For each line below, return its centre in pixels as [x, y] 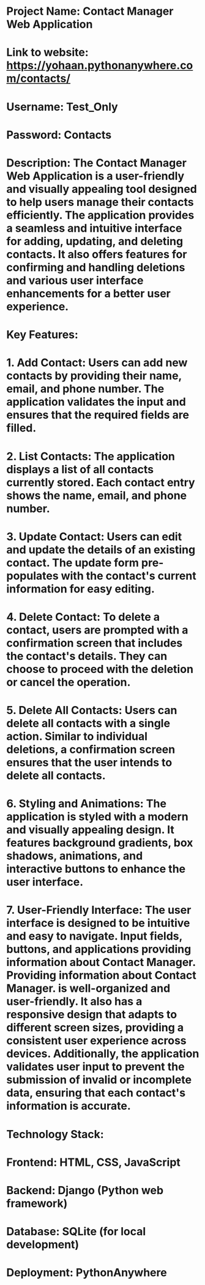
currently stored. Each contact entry [101, 482]
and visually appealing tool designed [102, 189]
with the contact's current [129, 576]
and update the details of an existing [101, 550]
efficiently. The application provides [100, 215]
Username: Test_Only [62, 107]
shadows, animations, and [75, 856]
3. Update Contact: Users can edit [94, 536]
